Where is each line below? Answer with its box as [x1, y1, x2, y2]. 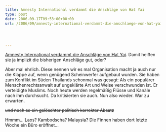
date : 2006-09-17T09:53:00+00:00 [5, 16, 74, 21]
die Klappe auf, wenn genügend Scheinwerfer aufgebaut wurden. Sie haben [5, 72, 160, 78]
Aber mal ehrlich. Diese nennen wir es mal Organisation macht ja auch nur [5, 66, 156, 72]
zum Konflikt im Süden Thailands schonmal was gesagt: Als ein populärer [5, 77, 155, 83]
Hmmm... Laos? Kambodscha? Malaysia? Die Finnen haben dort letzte [5, 117, 147, 123]
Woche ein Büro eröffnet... [5, 122, 59, 128]
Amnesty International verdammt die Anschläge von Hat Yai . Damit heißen [5, 52, 156, 58]
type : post [5, 12, 28, 17]
